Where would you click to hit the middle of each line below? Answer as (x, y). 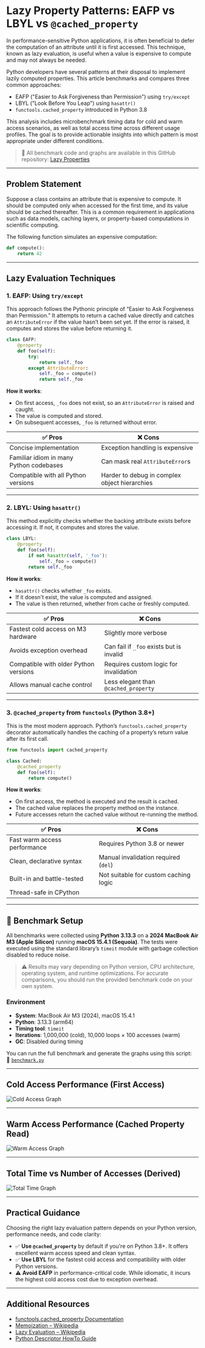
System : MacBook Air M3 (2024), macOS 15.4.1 (75, 1015)
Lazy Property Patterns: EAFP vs (91, 11)
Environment (26, 1002)
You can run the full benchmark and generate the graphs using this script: (99, 1053)
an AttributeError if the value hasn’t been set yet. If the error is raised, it (98, 322)
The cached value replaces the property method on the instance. (97, 808)
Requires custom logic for (141, 664)
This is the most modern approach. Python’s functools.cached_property (97, 726)
